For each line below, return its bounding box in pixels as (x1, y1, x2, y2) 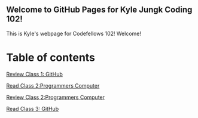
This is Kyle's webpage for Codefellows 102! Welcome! (6, 30, 142, 37)
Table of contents (6, 51, 96, 64)
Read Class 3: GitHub (6, 105, 59, 112)
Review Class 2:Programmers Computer (6, 94, 105, 101)
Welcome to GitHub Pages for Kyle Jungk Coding (6, 5, 193, 15)
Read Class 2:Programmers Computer (6, 82, 100, 89)
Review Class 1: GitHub (6, 70, 63, 77)
